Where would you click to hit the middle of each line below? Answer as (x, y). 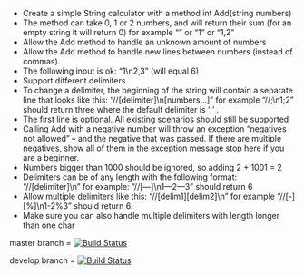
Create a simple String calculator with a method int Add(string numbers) (157, 13)
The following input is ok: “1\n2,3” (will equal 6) (111, 71)
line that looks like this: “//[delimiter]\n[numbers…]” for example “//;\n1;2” (158, 100)
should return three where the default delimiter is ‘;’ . (121, 109)
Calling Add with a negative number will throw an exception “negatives (155, 129)
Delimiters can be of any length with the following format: (130, 177)
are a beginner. (51, 157)
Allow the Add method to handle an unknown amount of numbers (144, 42)
